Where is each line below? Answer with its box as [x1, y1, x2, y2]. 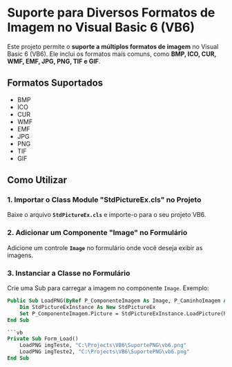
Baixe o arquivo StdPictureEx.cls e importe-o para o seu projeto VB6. [7, 211, 206, 219]
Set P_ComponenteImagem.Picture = [19, 310, 119, 317]
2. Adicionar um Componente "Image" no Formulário [7, 228, 188, 238]
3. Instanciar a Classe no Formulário [7, 268, 130, 278]
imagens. [7, 251, 33, 259]
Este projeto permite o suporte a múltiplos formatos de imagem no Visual [7, 42, 219, 50]
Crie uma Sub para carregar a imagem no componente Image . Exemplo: [7, 284, 209, 292]
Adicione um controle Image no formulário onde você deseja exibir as [7, 243, 203, 252]
